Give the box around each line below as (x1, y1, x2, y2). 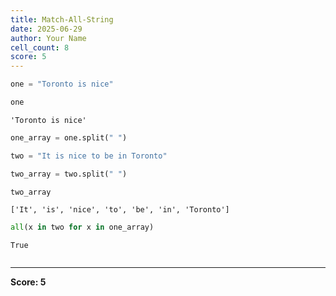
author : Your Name (10, 33, 87, 43)
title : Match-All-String (10, 14, 114, 25)
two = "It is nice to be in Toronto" (10, 151, 168, 161)
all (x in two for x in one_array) (10, 222, 155, 233)
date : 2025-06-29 (10, 24, 83, 34)
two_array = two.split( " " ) (10, 169, 128, 179)
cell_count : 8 (10, 42, 70, 53)
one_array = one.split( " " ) (10, 132, 128, 143)
